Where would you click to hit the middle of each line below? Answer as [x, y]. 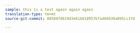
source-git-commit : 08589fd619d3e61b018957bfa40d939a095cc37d [70, 18]
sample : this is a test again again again [49, 9]
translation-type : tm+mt [30, 14]
